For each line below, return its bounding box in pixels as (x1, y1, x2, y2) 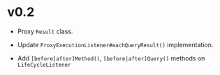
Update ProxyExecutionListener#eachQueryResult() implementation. (17, 40, 214, 49)
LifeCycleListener (17, 61, 71, 68)
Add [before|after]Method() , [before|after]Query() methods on (17, 53, 205, 62)
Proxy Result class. (17, 27, 73, 35)
